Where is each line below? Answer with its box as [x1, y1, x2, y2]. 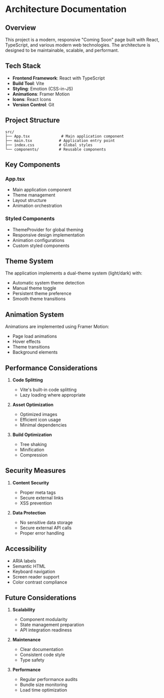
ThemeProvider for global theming [12, 226, 83, 232]
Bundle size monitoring [19, 681, 67, 688]
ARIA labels [12, 557, 36, 563]
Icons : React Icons [12, 96, 51, 102]
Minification [19, 446, 44, 453]
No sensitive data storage [19, 519, 73, 525]
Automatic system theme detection [12, 280, 85, 286]
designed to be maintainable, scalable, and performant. [5, 47, 119, 53]
